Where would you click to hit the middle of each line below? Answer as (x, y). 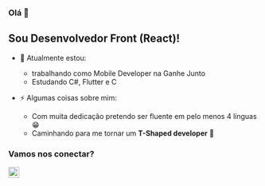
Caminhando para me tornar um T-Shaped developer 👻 (123, 133)
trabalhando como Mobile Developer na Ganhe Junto (118, 73)
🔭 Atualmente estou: (53, 57)
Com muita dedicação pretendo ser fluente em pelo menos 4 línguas (144, 116)
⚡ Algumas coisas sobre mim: (68, 97)
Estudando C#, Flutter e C (74, 81)
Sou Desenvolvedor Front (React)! (94, 39)
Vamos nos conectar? (51, 153)
